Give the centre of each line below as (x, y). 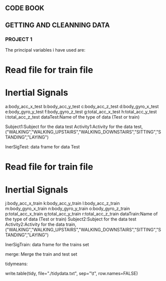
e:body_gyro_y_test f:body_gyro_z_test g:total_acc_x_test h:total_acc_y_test (81, 112)
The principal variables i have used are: (45, 50)
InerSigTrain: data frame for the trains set (47, 245)
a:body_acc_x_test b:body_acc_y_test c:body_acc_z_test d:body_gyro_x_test (82, 107)
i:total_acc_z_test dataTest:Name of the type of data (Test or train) (72, 117)
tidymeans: (17, 264)
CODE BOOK (25, 8)
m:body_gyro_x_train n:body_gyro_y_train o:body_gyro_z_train (68, 209)
